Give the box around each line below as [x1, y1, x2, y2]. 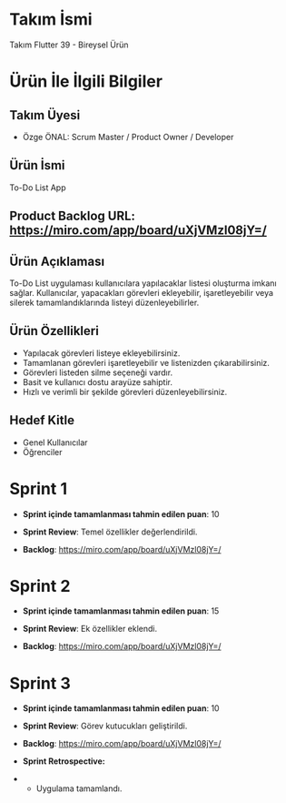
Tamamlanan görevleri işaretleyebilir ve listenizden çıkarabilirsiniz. [22, 357, 271, 368]
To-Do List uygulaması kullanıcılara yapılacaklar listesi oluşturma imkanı [9, 278, 277, 289]
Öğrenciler [22, 446, 63, 457]
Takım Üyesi [9, 107, 81, 123]
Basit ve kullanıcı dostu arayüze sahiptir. [22, 376, 173, 387]
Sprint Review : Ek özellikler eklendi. [22, 624, 158, 635]
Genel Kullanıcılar [22, 437, 88, 448]
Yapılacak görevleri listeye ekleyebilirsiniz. [22, 347, 181, 359]
